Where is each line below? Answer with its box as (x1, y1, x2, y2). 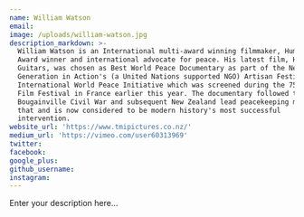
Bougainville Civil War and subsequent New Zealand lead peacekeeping (17, 97, 290, 107)
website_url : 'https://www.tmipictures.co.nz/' (9, 123, 193, 132)
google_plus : (9, 156, 59, 165)
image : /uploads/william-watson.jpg (9, 30, 147, 39)
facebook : (9, 147, 47, 156)
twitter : (9, 139, 43, 148)
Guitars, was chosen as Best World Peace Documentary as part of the (17, 64, 285, 73)
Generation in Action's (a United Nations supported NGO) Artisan (17, 72, 273, 81)
